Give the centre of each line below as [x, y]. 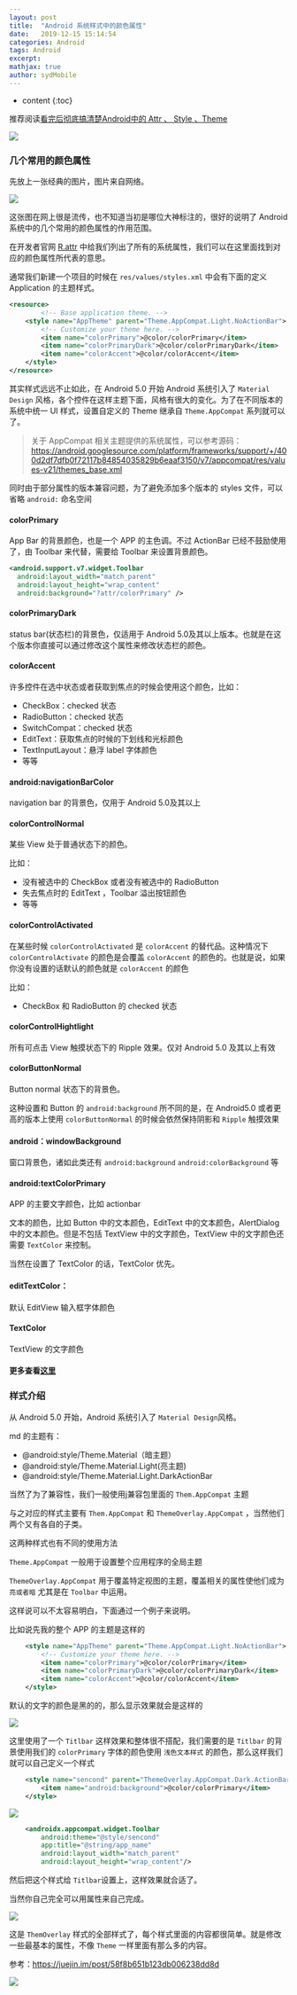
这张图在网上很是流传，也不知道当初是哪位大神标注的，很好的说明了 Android [148, 217]
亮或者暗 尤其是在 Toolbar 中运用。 [71, 1592]
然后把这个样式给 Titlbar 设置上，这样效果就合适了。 [106, 1880]
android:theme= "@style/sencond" [101, 1837]
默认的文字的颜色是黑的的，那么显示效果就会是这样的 [106, 1705]
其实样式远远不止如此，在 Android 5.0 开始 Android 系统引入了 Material [140, 388]
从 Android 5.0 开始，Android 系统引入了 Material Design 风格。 [125, 1417]
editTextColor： [39, 1286]
